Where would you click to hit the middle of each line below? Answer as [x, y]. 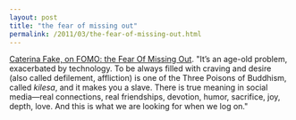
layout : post [34, 17]
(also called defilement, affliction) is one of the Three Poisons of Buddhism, [148, 78]
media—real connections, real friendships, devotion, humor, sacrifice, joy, [145, 97]
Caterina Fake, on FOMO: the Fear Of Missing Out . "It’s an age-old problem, [148, 60]
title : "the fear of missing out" [74, 26]
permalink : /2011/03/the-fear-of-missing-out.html [106, 34]
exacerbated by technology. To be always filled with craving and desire [140, 68]
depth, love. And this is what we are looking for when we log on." [129, 107]
